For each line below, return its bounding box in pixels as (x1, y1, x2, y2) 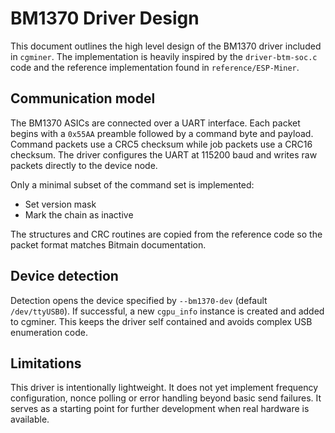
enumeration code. (10, 326, 89, 338)
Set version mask (24, 198, 97, 210)
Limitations (10, 355, 82, 372)
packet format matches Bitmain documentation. (10, 238, 207, 251)
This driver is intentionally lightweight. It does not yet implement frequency (10, 382, 319, 394)
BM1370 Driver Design (10, 7, 200, 30)
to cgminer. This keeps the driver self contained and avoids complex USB (10, 315, 313, 327)
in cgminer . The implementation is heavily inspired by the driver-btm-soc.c (10, 50, 318, 62)
